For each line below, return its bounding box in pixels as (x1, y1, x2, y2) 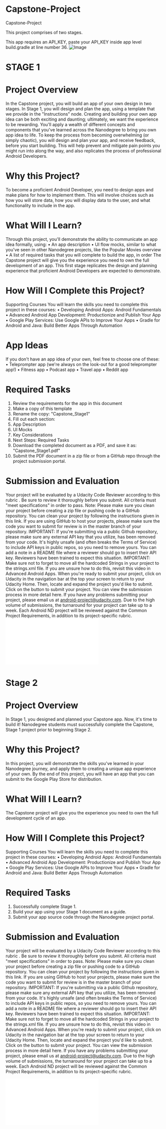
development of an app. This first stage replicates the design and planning (5, 262, 157, 268)
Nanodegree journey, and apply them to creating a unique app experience (5, 766, 156, 771)
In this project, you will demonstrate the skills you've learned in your (5, 760, 144, 766)
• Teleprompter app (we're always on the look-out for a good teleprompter (5, 361, 157, 367)
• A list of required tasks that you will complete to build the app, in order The (5, 252, 162, 258)
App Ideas (5, 340, 48, 351)
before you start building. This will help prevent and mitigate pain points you (5, 142, 160, 149)
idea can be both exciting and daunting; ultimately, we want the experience (5, 116, 159, 122)
